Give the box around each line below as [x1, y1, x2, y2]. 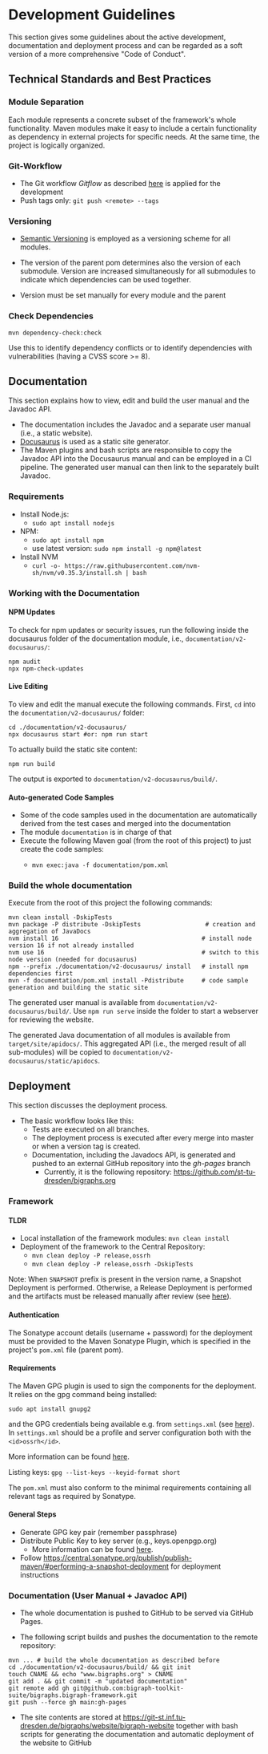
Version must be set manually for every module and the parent [19, 290, 226, 300]
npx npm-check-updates [8, 664, 84, 673]
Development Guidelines [8, 6, 176, 24]
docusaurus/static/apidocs [8, 1057, 98, 1066]
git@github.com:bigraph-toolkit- [72, 1684, 184, 1693]
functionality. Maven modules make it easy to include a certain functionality [8, 123, 258, 133]
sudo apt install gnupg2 [8, 1405, 91, 1413]
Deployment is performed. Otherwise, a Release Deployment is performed [8, 1283, 253, 1293]
